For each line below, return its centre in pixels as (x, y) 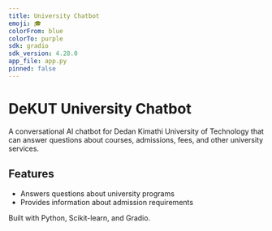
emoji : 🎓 (25, 24)
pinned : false (32, 69)
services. (24, 148)
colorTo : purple (36, 38)
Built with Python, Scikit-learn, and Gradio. (80, 218)
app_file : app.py (38, 62)
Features (31, 174)
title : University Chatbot (54, 16)
